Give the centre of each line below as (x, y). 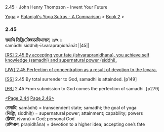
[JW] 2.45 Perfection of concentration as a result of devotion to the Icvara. (81, 70)
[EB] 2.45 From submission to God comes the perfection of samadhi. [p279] (82, 89)
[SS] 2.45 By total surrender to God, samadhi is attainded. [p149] (71, 79)
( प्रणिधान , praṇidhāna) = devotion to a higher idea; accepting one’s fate (75, 124)
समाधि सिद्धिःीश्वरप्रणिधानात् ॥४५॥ (33, 40)
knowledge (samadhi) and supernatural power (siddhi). (61, 60)
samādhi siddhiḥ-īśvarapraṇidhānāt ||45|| (47, 46)
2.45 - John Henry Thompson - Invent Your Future (56, 7)
